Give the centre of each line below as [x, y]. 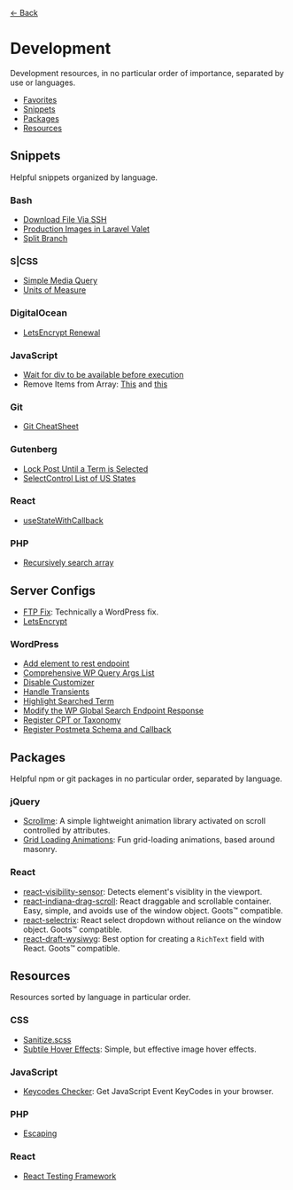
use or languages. [43, 82]
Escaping [40, 1133]
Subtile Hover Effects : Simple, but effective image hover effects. [140, 1049]
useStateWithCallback [63, 520]
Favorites [40, 99]
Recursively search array [68, 563]
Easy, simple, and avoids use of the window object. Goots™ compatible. [153, 910]
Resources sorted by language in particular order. [100, 998]
